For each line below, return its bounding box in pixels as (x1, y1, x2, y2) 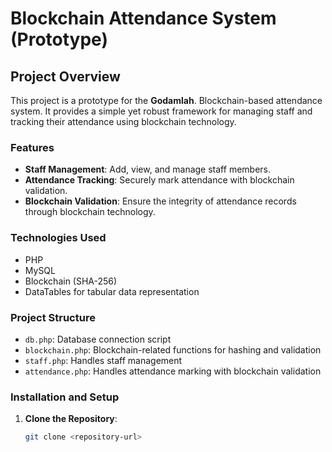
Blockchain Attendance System (10, 7, 277, 30)
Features (10, 140, 55, 154)
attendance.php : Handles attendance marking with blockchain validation (24, 365, 322, 377)
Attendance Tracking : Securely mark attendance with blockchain (24, 174, 295, 186)
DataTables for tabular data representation (24, 285, 200, 297)
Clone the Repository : (24, 413, 118, 425)
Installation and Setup (10, 390, 120, 404)
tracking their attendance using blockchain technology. (10, 116, 237, 127)
